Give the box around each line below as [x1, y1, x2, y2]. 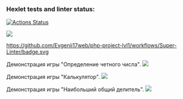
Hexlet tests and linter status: [6, 5, 95, 13]
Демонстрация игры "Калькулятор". [6, 73, 100, 81]
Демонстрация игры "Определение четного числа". [6, 61, 141, 68]
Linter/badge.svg [6, 48, 49, 56]
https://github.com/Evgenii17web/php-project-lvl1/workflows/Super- [6, 42, 177, 49]
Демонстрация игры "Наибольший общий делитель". [6, 86, 144, 93]
